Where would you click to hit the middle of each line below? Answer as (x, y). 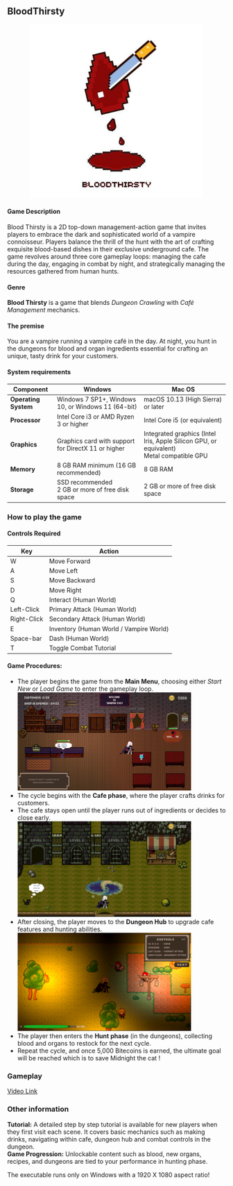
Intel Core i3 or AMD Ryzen (95, 417)
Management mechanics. (44, 310)
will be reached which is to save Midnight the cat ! (89, 1058)
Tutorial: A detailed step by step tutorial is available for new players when (112, 1124)
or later (154, 407)
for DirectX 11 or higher (90, 448)
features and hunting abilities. (60, 929)
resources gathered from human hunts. (63, 272)
